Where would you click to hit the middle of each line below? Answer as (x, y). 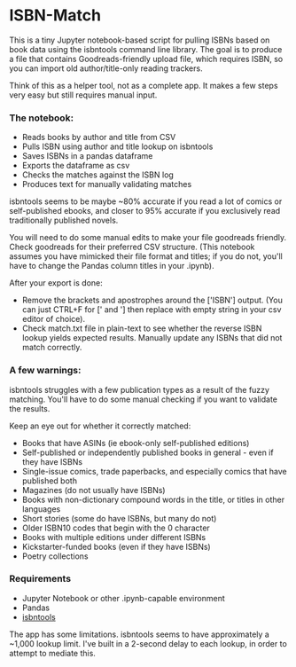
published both (50, 481)
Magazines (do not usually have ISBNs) (93, 490)
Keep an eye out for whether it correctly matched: (100, 426)
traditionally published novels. (64, 220)
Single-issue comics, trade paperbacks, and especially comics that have (154, 471)
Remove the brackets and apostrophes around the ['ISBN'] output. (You (152, 300)
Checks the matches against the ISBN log (98, 175)
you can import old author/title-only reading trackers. (106, 68)
